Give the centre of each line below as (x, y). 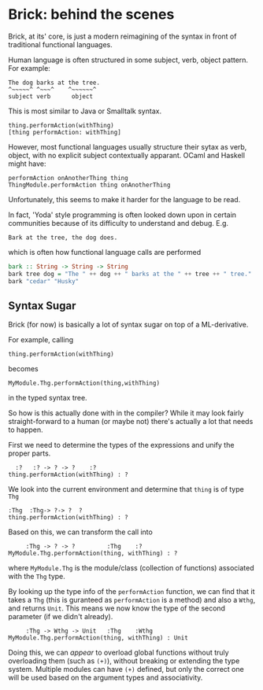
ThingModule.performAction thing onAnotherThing (89, 185)
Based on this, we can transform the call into (81, 532)
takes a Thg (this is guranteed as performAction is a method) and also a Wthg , (132, 600)
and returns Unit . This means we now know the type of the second (117, 608)
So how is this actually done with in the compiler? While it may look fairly (126, 413)
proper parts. (30, 453)
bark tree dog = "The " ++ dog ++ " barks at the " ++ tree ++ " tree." (130, 274)
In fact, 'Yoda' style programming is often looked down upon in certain (122, 215)
